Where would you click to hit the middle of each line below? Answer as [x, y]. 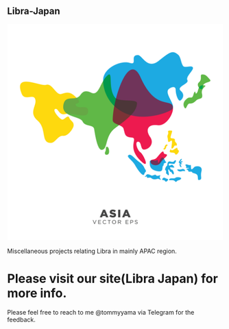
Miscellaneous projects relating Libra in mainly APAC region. [92, 251]
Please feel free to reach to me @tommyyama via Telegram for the [101, 312]
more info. [37, 293]
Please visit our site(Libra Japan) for [112, 279]
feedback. [21, 319]
